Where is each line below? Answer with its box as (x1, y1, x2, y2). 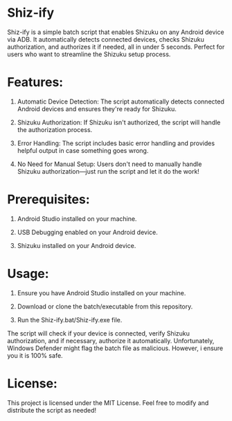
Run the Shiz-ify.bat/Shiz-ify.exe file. (17, 315, 123, 324)
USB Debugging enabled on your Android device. (17, 228, 158, 236)
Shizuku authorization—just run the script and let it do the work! (17, 167, 199, 175)
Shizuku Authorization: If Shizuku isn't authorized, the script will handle (17, 118, 221, 126)
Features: (7, 74, 64, 90)
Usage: (7, 266, 50, 281)
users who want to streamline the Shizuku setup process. (7, 50, 171, 58)
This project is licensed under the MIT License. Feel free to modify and (7, 398, 209, 407)
